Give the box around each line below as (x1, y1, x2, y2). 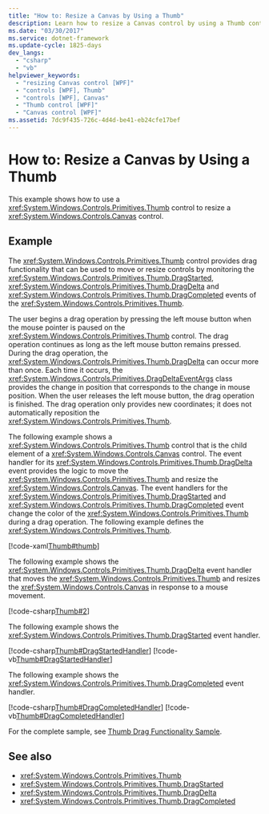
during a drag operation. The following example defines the (8, 516, 204, 526)
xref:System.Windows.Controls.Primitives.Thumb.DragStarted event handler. (8, 630, 261, 640)
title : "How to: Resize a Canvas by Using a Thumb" (8, 11, 184, 20)
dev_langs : (8, 49, 45, 57)
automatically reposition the (8, 407, 100, 417)
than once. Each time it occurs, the (8, 365, 123, 375)
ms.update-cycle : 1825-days (8, 42, 102, 50)
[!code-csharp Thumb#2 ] (8, 606, 90, 616)
